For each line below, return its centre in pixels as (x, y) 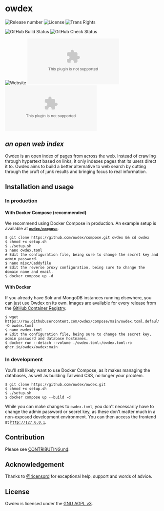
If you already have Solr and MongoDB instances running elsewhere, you (78, 298)
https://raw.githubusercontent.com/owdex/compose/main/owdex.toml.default (83, 321)
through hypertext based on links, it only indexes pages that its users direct (81, 161)
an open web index (35, 144)
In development (24, 360)
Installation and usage (40, 187)
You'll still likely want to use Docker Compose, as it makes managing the (78, 370)
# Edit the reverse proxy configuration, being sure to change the (75, 268)
